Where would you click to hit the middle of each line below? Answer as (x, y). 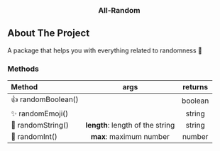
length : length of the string (130, 125)
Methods (23, 69)
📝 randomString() (40, 125)
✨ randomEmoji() (40, 113)
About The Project (49, 33)
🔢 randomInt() (34, 137)
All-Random (119, 10)
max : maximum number (130, 137)
